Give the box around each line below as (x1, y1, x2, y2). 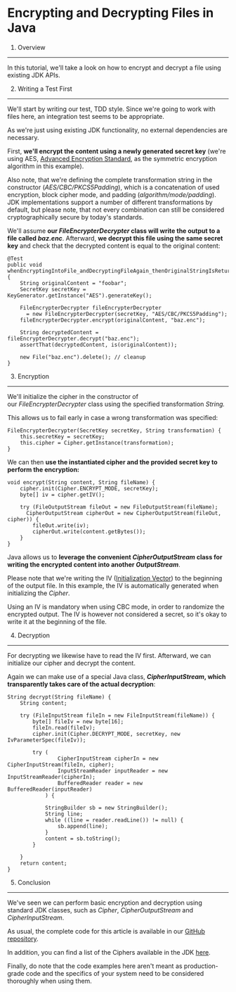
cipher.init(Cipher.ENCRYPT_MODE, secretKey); (20, 485, 159, 492)
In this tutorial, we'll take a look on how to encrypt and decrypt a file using (7, 63, 221, 72)
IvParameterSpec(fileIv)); (7, 737, 86, 744)
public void (7, 261, 42, 268)
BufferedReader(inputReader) (7, 786, 93, 793)
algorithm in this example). (7, 162, 84, 170)
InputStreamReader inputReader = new (57, 767, 169, 775)
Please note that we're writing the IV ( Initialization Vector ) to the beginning (7, 573, 223, 582)
